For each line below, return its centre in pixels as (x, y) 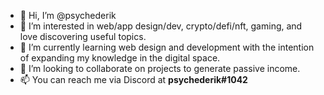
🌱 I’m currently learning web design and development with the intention (167, 47)
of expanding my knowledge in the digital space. (120, 58)
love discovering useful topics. (83, 36)
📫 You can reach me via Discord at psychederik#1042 (133, 79)
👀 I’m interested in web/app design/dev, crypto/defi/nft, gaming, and (161, 26)
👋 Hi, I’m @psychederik (68, 15)
